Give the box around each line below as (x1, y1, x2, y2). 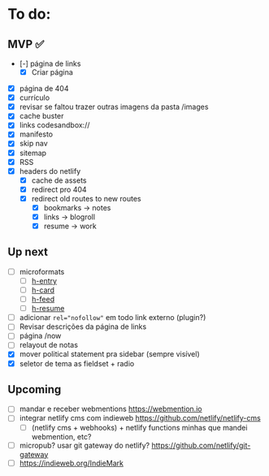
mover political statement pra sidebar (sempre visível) (19, 349, 200, 359)
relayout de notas (19, 340, 79, 350)
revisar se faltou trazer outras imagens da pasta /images (19, 102, 209, 112)
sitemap (19, 148, 46, 158)
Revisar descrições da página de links (19, 322, 147, 331)
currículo (19, 93, 50, 102)
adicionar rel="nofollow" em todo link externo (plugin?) (19, 313, 206, 322)
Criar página (31, 67, 74, 77)
